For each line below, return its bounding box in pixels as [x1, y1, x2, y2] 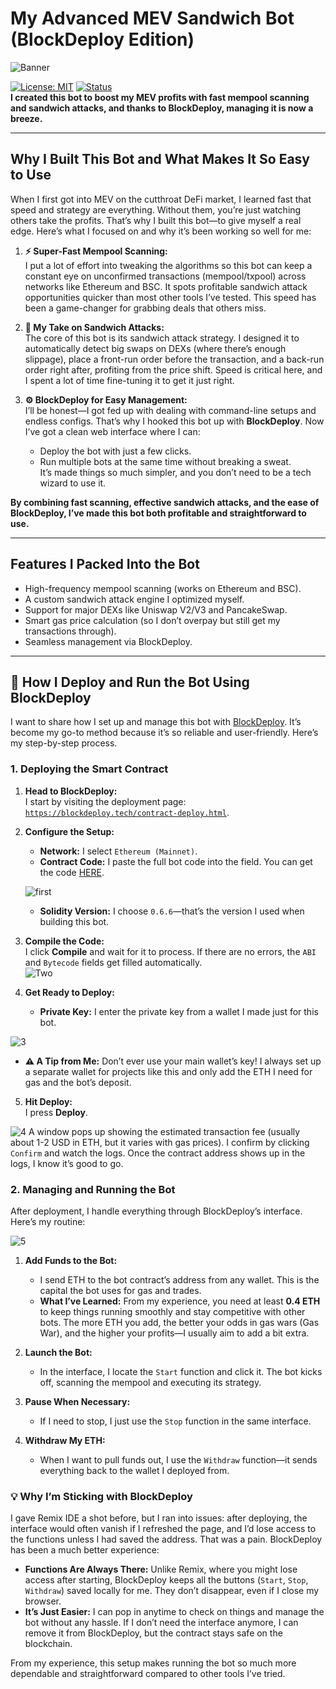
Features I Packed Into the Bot [10, 556, 200, 573]
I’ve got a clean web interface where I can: [24, 425, 201, 437]
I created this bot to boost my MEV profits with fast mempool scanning [10, 91, 310, 103]
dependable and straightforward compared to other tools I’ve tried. [10, 1668, 286, 1680]
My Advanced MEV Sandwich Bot [10, 7, 295, 30]
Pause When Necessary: [24, 1395, 131, 1407]
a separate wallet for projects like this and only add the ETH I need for [24, 1065, 313, 1077]
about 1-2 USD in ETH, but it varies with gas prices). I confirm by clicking [10, 1136, 310, 1148]
